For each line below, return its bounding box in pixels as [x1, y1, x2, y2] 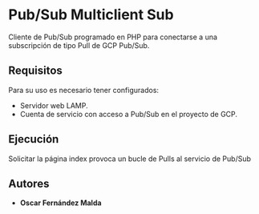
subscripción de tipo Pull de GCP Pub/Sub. [8, 40, 150, 50]
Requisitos [8, 64, 63, 78]
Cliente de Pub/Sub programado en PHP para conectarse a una [8, 32, 218, 42]
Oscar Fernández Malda [19, 198, 102, 208]
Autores [8, 176, 50, 190]
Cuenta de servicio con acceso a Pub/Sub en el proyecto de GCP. [19, 109, 238, 119]
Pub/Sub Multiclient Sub [8, 6, 174, 24]
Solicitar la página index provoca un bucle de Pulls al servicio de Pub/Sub [8, 154, 251, 164]
